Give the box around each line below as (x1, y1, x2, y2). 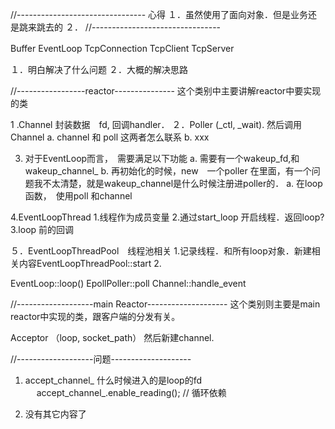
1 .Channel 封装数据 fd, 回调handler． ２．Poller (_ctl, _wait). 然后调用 (10, 119, 303, 130)
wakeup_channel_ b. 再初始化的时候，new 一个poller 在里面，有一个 (24, 165, 312, 177)
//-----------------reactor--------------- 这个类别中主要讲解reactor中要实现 (10, 85, 322, 97)
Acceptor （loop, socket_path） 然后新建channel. (10, 332, 215, 343)
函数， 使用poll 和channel (24, 190, 133, 202)
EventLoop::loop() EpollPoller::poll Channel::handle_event (10, 278, 247, 289)
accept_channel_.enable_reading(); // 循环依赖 (36, 387, 227, 398)
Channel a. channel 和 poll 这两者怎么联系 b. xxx (10, 131, 210, 143)
